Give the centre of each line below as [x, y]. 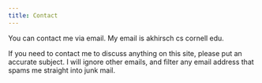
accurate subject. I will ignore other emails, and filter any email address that [131, 62]
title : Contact [33, 15]
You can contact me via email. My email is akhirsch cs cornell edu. [116, 38]
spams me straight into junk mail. [62, 70]
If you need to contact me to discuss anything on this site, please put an [125, 53]
